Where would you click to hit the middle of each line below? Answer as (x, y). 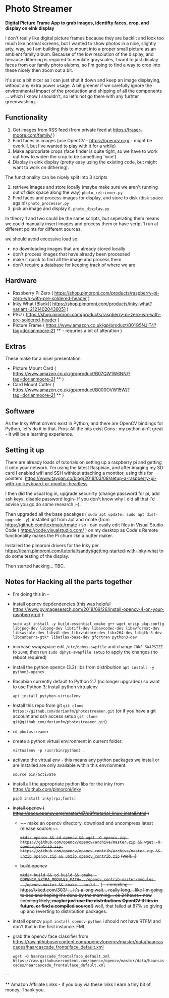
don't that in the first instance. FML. (50, 926)
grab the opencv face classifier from (50, 936)
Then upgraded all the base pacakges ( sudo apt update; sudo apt (75, 514)
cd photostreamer (31, 732)
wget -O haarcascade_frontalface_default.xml (61, 956)
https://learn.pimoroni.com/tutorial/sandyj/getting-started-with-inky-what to (84, 551)
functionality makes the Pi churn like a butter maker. (59, 535)
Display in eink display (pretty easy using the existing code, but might (85, 162)
